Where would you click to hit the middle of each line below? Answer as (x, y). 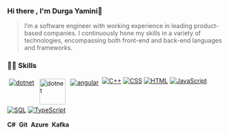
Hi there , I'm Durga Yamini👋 (55, 11)
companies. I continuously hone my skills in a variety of (122, 33)
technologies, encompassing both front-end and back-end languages (123, 41)
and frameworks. (48, 48)
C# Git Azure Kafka (38, 124)
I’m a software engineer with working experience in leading (108, 26)
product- (206, 26)
